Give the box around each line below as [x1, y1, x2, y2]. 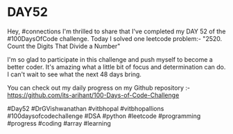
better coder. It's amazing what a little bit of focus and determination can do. [7, 62, 226, 71]
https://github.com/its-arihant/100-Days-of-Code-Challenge [7, 91, 180, 99]
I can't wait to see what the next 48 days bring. [7, 70, 142, 78]
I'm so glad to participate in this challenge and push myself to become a [7, 55, 213, 63]
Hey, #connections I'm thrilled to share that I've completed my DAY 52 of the [7, 27, 226, 35]
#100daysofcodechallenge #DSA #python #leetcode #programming [7, 112, 201, 120]
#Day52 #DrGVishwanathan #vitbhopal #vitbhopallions [7, 104, 164, 112]
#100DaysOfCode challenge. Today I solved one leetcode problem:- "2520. [7, 34, 223, 42]
